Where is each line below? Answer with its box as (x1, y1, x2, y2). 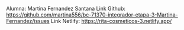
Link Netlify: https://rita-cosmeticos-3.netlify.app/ (51, 18, 172, 24)
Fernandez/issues (6, 18, 50, 24)
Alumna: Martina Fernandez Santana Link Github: (6, 5, 126, 12)
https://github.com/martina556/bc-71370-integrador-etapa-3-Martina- (6, 11, 179, 18)
